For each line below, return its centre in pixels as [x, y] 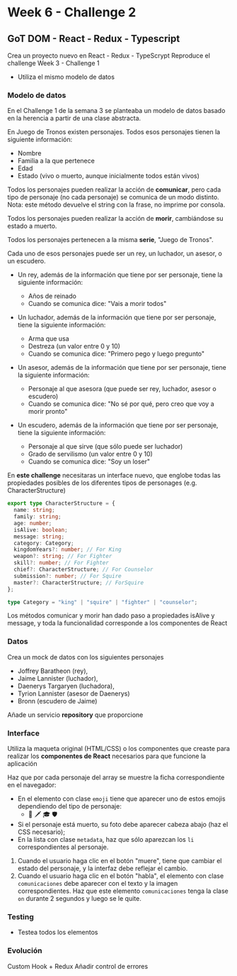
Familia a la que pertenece [56, 161]
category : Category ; [44, 543]
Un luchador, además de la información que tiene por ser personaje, [117, 317]
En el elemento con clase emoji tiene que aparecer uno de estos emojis [121, 799]
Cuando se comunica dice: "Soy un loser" [89, 461]
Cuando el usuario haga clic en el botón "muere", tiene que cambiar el [120, 861]
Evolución [25, 950]
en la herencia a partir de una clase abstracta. [74, 119]
